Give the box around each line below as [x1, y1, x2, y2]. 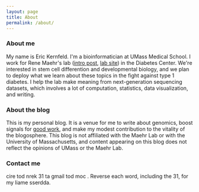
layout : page [6, 8, 38, 15]
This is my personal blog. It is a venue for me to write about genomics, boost [6, 119, 193, 126]
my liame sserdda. [6, 179, 51, 186]
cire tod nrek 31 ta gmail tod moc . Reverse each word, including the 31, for [6, 173, 188, 180]
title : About [6, 14, 38, 20]
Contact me [6, 159, 41, 167]
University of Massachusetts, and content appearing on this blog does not [6, 138, 187, 145]
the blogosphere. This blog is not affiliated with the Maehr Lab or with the [6, 131, 185, 139]
